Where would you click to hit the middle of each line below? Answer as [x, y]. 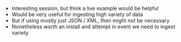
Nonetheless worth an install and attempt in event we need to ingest [93, 26]
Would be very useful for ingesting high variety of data [77, 14]
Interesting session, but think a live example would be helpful [85, 8]
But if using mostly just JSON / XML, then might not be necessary [90, 20]
